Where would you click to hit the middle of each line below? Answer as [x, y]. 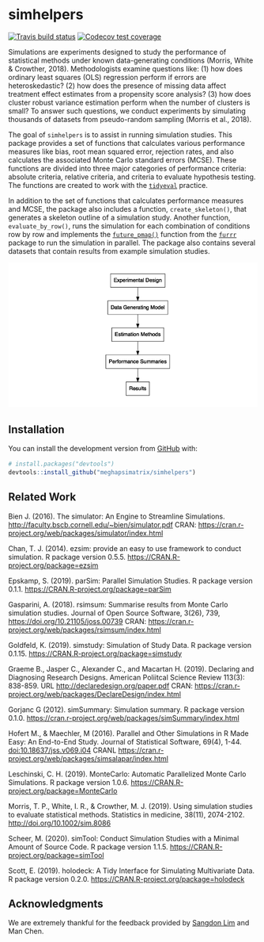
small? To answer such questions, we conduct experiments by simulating [127, 111]
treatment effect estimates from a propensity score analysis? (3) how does [130, 94]
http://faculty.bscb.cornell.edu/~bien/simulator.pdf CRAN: [102, 524]
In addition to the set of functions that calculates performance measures [126, 201]
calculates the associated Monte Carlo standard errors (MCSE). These [123, 159]
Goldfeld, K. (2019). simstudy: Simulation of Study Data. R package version [130, 645]
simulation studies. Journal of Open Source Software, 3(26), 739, [114, 613]
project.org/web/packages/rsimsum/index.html [85, 630]
